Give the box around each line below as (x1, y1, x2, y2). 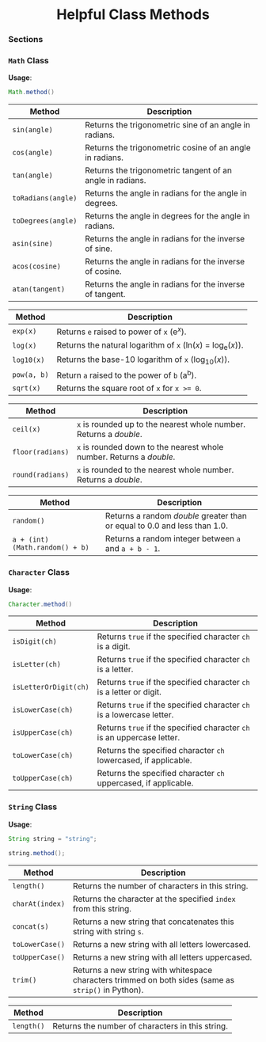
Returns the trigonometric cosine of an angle (84, 143, 251, 154)
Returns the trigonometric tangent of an (84, 165, 232, 176)
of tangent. (84, 289, 126, 300)
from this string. (72, 903, 132, 914)
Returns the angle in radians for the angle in (84, 188, 247, 199)
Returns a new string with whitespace (72, 964, 213, 975)
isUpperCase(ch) (12, 728, 74, 737)
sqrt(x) (12, 384, 41, 393)
